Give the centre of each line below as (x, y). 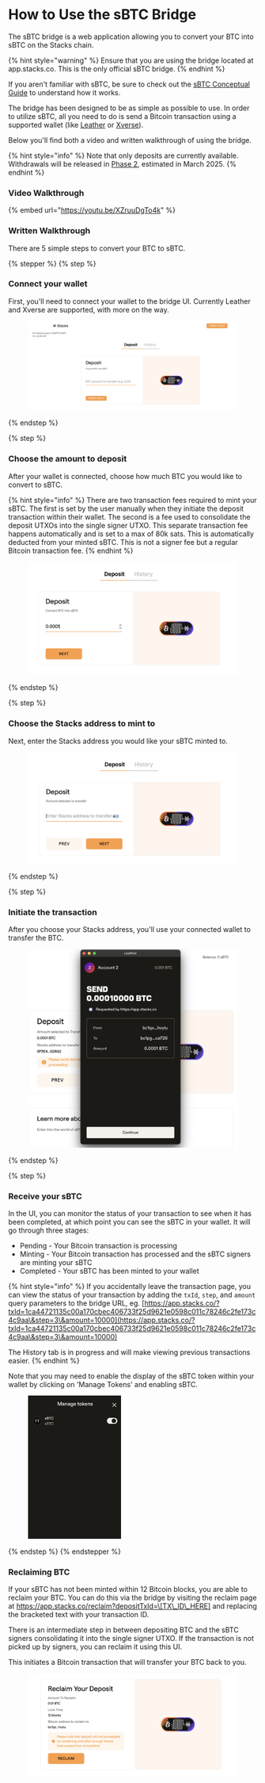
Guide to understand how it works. (64, 92)
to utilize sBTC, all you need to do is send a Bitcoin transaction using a (122, 116)
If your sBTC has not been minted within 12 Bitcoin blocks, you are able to (128, 1589)
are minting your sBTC (56, 1263)
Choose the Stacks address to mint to (82, 723)
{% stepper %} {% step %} (52, 263)
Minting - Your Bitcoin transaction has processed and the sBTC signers (135, 1254)
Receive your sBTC (45, 1196)
